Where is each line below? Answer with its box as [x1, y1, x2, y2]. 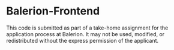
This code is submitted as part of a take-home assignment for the [6, 24, 169, 31]
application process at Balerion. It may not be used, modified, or [6, 30, 165, 37]
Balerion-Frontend [6, 4, 100, 18]
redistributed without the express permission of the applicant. [6, 37, 159, 44]
